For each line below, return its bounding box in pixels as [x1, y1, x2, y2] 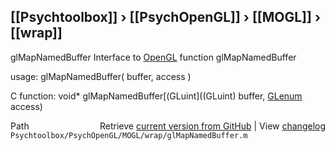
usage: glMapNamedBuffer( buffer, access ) [10, 70, 192, 82]
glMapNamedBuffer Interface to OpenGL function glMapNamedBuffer [10, 51, 297, 63]
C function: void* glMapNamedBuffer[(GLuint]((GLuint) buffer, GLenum [10, 90, 303, 102]
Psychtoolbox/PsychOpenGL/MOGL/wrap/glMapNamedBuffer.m [10, 130, 248, 140]
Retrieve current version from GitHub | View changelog [99, 120, 326, 132]
